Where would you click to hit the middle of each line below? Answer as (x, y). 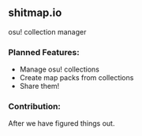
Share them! (39, 86)
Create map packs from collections (77, 78)
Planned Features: (44, 52)
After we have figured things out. (62, 123)
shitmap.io (35, 13)
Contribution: (35, 107)
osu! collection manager (47, 31)
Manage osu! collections (60, 69)
